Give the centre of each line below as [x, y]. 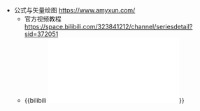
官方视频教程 [43, 19]
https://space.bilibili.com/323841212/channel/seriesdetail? [108, 27]
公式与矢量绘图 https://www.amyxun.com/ [74, 10]
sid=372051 [41, 34]
